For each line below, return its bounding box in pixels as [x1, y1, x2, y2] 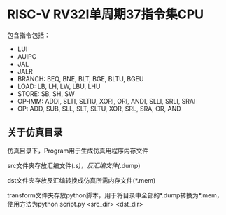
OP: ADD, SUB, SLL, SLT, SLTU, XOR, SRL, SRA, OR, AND [17, 104, 181, 113]
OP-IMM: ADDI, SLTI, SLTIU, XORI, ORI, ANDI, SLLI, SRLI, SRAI [17, 97, 196, 105]
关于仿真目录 [7, 127, 63, 139]
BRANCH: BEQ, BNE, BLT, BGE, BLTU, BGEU [17, 74, 144, 83]
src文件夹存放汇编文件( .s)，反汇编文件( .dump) [7, 161, 141, 169]
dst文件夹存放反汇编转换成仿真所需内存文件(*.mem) [7, 176, 156, 184]
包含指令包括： [7, 31, 50, 39]
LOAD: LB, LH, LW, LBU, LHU [17, 82, 101, 90]
